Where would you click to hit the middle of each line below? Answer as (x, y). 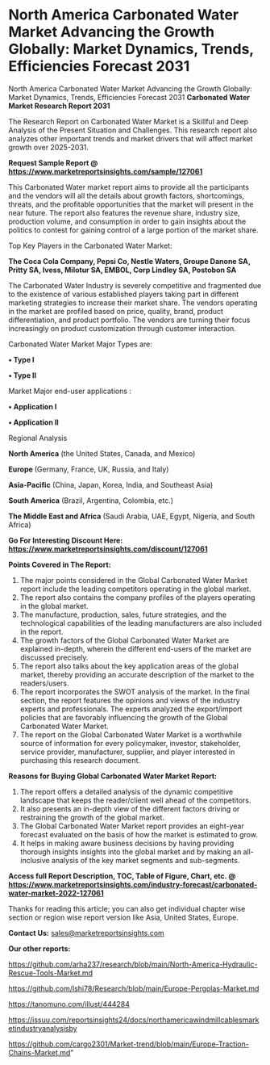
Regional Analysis (38, 438)
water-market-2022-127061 (56, 893)
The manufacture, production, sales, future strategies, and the (123, 614)
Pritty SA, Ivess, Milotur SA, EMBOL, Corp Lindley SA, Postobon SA (123, 270)
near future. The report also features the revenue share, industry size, (124, 212)
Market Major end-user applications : (70, 391)
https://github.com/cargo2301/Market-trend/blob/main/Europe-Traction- (129, 1044)
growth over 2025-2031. (49, 147)
